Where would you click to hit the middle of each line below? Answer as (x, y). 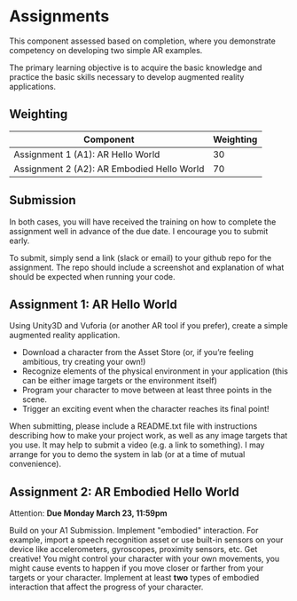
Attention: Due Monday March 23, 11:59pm (88, 513)
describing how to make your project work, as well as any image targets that (148, 436)
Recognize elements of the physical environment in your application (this (155, 371)
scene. (34, 399)
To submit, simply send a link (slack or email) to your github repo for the (141, 257)
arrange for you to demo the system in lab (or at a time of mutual (127, 455)
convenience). (35, 464)
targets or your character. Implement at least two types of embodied (134, 578)
